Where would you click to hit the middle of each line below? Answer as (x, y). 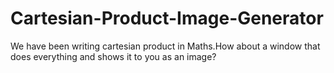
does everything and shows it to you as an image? (113, 56)
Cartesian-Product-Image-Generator (167, 18)
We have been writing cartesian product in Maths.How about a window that (165, 46)
